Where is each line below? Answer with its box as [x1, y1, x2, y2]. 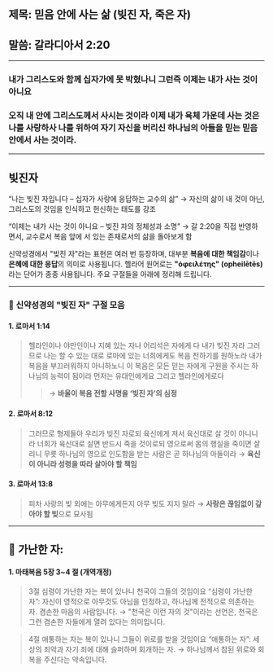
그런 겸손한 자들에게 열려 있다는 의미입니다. [28, 617, 166, 627]
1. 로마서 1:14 [8, 321, 50, 331]
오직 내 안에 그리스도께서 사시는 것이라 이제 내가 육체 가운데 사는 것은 [8, 110, 260, 121]
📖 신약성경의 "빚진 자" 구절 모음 [8, 300, 125, 311]
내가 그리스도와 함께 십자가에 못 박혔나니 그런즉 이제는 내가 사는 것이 [8, 74, 258, 86]
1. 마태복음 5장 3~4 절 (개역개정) [8, 567, 112, 577]
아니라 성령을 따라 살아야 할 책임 [36, 459, 137, 468]
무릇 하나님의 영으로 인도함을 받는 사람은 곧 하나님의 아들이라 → [43, 449, 246, 459]
